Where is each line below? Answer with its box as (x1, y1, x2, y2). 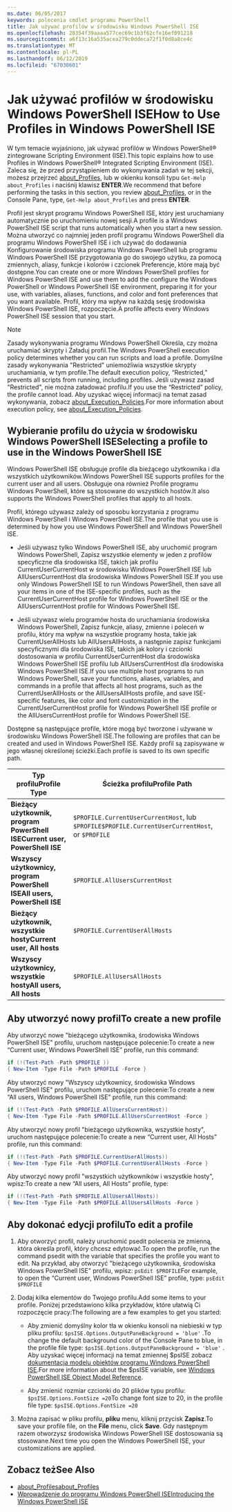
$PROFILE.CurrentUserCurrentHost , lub (72, 812, 197, 822)
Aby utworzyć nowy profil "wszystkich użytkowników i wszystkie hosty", (7, 1172, 214, 1181)
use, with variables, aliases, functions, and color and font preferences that (7, 290, 218, 298)
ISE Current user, (10, 834, 67, 844)
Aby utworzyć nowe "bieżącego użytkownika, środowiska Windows (7, 1031, 200, 1040)
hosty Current (10, 934, 57, 944)
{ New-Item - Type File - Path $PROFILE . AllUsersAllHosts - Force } (7, 1200, 199, 1207)
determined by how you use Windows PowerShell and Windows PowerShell (7, 522, 222, 531)
